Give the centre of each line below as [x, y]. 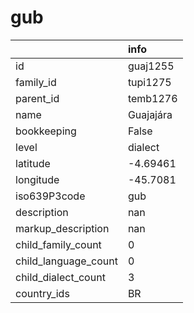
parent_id [37, 98]
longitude [37, 179]
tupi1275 [149, 82]
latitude [33, 163]
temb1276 [152, 98]
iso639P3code [50, 196]
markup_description [62, 228]
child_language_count [66, 261]
